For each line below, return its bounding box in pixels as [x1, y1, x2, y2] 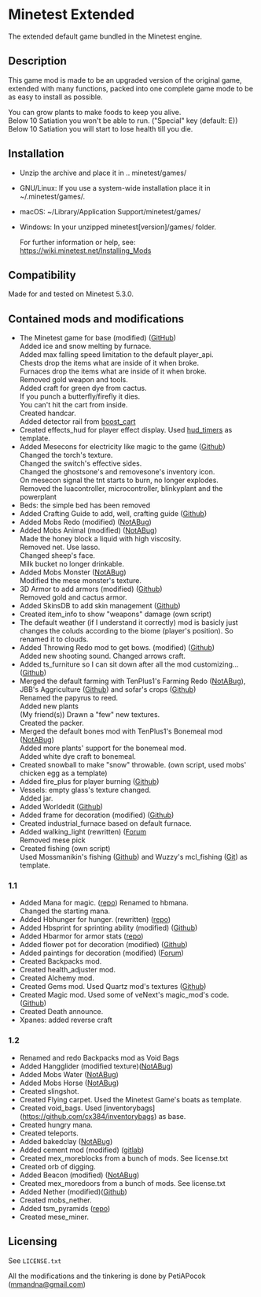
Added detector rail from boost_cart [19, 417, 136, 426]
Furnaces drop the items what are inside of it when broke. [19, 366, 207, 376]
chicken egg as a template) [19, 768, 108, 778]
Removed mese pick [19, 835, 86, 845]
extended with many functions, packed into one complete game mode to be [8, 84, 254, 93]
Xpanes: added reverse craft [19, 1015, 112, 1025]
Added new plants [19, 701, 79, 711]
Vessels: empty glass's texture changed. [19, 786, 152, 795]
